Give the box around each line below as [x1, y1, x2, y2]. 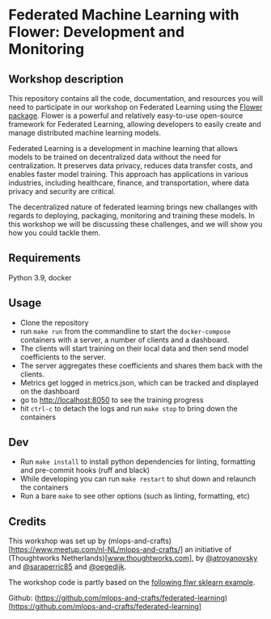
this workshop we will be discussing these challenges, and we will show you [8, 220, 263, 229]
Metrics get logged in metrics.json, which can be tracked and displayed [19, 377, 259, 387]
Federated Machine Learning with [8, 6, 239, 24]
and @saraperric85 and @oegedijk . [8, 562, 127, 571]
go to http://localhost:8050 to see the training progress [19, 394, 204, 405]
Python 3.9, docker [8, 272, 72, 282]
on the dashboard [19, 386, 80, 396]
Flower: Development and [8, 23, 184, 41]
